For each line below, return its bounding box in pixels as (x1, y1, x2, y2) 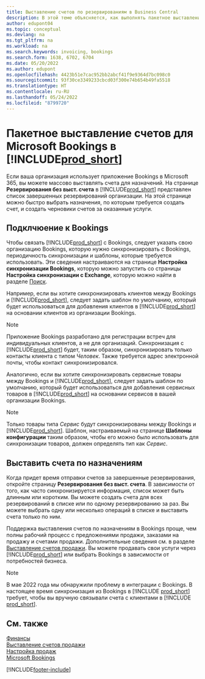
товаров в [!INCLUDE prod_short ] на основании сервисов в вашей (6, 390, 176, 398)
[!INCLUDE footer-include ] (6, 666, 71, 673)
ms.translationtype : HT (6, 83, 67, 89)
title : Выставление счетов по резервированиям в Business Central (6, 9, 179, 15)
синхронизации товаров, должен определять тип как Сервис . (6, 440, 168, 447)
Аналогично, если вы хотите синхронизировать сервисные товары (6, 371, 182, 378)
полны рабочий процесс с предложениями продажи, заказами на (6, 532, 179, 539)
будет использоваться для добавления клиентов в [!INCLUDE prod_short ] (6, 303, 196, 310)
